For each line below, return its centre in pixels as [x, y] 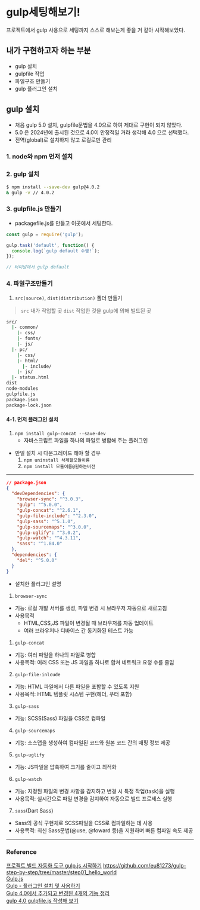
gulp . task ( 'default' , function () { [50, 245]
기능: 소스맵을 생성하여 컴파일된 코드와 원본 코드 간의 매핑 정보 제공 [93, 743]
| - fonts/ [29, 338]
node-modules [22, 389]
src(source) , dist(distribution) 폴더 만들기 [68, 298]
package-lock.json [29, 405]
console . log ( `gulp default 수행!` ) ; [56, 251]
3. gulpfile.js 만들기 [34, 209]
